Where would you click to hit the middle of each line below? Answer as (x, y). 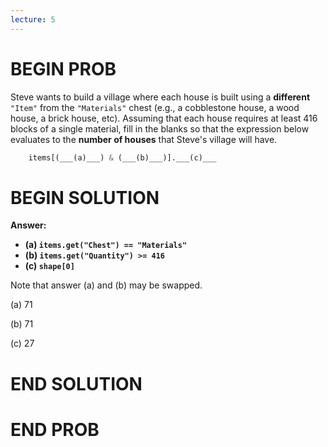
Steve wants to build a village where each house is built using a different (160, 97)
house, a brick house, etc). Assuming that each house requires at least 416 (164, 118)
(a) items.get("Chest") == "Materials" (106, 245)
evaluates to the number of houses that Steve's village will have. (144, 139)
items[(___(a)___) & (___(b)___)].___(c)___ (122, 157)
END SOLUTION (76, 383)
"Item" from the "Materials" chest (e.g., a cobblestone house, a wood (155, 107)
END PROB (55, 429)
